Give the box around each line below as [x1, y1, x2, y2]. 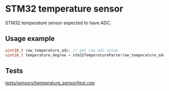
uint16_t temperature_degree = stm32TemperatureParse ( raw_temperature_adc [5, 53, 165, 58]
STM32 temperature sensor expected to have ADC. [5, 20, 112, 26]
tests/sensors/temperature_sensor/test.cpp [5, 80, 95, 86]
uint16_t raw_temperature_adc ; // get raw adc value [5, 48, 118, 53]
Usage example [5, 34, 55, 43]
